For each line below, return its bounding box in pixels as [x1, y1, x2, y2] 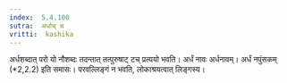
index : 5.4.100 [9, 12, 70, 22]
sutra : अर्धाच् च [9, 21, 64, 30]
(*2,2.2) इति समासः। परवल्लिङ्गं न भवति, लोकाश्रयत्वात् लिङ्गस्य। [9, 64, 206, 75]
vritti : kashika [9, 29, 74, 38]
